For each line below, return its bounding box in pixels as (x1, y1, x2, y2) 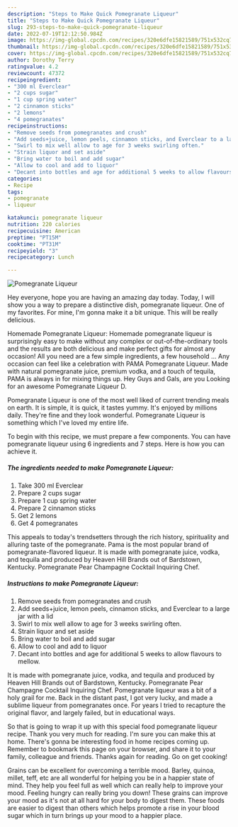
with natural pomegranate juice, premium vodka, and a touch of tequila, (7, 367, 216, 376)
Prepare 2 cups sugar (17, 489, 81, 497)
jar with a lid (17, 612, 54, 621)
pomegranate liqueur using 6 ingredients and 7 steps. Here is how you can (7, 440, 225, 449)
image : (7, 37, 27, 44)
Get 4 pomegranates (17, 519, 79, 528)
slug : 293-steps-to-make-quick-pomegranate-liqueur (7, 23, 163, 30)
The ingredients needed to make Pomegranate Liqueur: (7, 463, 174, 472)
